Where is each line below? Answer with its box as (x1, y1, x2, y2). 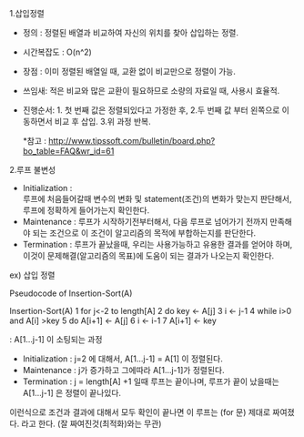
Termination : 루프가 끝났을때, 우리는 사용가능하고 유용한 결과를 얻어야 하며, (22, 239, 293, 249)
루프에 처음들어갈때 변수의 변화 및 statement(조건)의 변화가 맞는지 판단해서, (22, 194, 292, 204)
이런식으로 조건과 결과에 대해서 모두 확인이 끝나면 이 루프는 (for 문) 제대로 (9, 407, 271, 417)
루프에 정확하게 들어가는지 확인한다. (22, 205, 150, 216)
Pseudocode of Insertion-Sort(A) (9, 288, 133, 299)
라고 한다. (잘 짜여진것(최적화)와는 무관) (21, 418, 162, 429)
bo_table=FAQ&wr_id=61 (22, 146, 115, 157)
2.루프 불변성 (9, 165, 56, 175)
